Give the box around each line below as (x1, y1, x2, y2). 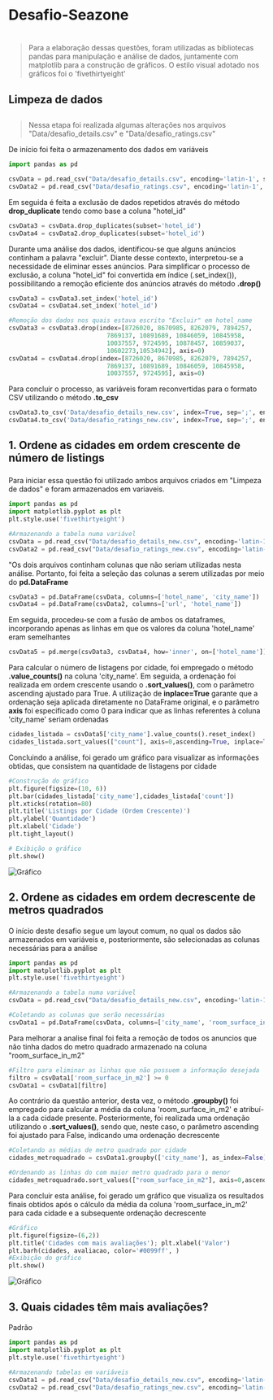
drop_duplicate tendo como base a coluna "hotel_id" (8, 206, 187, 216)
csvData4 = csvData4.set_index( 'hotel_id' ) (8, 302, 158, 310)
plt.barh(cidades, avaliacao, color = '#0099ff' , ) (8, 1246, 180, 1254)
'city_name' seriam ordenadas (8, 714, 109, 725)
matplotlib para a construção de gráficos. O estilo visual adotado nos (28, 60, 260, 70)
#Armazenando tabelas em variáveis (8, 1368, 129, 1376)
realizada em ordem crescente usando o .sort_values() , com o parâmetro (8, 680, 254, 690)
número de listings (8, 451, 106, 465)
